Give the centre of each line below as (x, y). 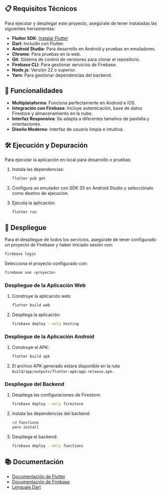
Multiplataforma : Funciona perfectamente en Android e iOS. (74, 103)
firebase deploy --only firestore (47, 404)
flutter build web (31, 305)
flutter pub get (29, 178)
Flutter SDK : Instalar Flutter (40, 38)
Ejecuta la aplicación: (34, 203)
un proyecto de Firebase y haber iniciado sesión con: (59, 245)
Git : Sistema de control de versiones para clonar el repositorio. (76, 59)
